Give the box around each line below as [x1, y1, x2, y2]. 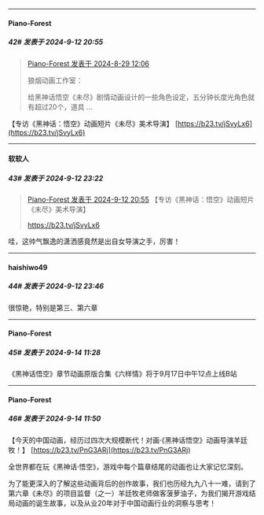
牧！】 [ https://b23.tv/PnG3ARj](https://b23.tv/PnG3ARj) [8, 445, 191, 454]
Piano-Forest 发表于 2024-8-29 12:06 [27, 58, 149, 68]
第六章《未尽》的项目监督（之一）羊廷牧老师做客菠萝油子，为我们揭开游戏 [8, 488, 249, 498]
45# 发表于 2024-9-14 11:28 [8, 347, 101, 357]
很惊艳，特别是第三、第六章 [8, 302, 98, 312]
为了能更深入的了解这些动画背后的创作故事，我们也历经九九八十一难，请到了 [8, 478, 256, 488]
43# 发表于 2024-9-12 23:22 [8, 173, 104, 183]
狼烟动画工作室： [27, 76, 83, 85]
